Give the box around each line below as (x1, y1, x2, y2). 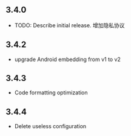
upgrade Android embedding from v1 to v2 (14, 56, 121, 63)
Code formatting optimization (14, 89, 89, 96)
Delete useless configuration (14, 123, 87, 130)
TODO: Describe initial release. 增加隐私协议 (14, 21, 125, 29)
